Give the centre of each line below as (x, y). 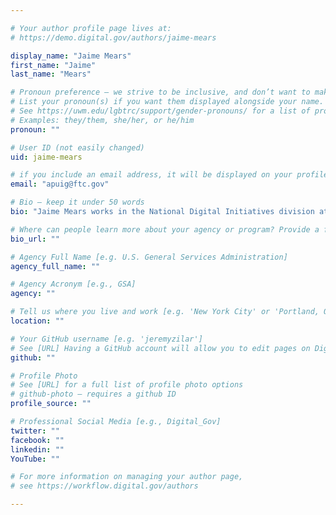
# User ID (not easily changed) (77, 147)
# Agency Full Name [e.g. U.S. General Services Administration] (149, 257)
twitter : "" (35, 431)
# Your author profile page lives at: (91, 28)
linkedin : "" (37, 449)
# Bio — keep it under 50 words (77, 202)
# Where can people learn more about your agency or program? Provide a (165, 229)
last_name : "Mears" (51, 74)
